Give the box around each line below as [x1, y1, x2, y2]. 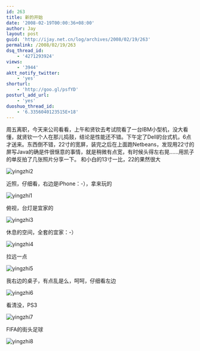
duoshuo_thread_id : [6, 103, 55, 109]
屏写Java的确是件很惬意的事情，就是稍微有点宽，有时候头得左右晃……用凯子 [6, 148, 195, 155]
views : [6, 59, 23, 65]
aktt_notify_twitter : [6, 70, 60, 76]
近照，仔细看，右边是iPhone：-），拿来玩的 [6, 180, 112, 187]
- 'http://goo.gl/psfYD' [17, 87, 79, 93]
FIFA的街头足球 [6, 326, 44, 333]
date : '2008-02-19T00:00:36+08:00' [6, 20, 95, 26]
